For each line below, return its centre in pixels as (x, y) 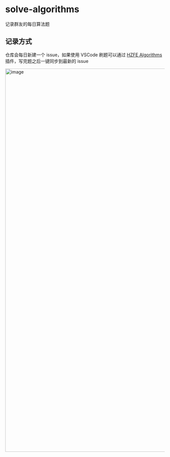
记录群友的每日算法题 (27, 24)
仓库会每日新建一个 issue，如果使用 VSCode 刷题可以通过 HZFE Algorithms (84, 55)
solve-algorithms (42, 9)
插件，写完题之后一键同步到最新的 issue (47, 61)
